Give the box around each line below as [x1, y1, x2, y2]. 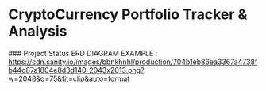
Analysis [8, 22, 67, 40]
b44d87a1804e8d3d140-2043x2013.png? [8, 65, 145, 74]
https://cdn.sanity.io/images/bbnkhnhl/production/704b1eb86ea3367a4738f [8, 57, 258, 66]
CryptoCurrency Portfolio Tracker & [8, 6, 248, 24]
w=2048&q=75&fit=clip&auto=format [8, 74, 130, 83]
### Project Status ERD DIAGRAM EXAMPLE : [8, 48, 158, 58]
